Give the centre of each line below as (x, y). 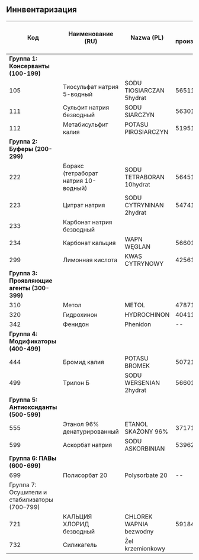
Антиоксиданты (33, 407)
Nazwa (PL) (147, 37)
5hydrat (135, 98)
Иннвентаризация (41, 10)
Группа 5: (23, 400)
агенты (20, 288)
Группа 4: (23, 334)
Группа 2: (23, 141)
